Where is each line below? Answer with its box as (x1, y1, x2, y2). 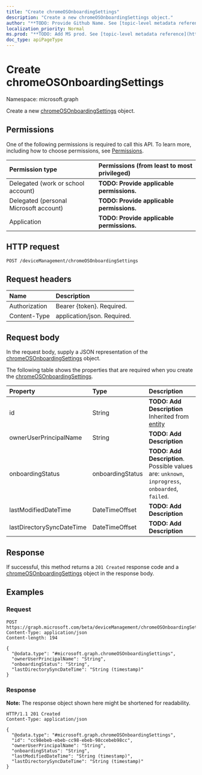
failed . (148, 492, 170, 501)
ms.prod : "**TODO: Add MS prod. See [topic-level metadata (6, 31, 158, 37)
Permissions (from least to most (98, 161, 193, 169)
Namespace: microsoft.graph (6, 95, 79, 102)
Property (9, 387, 35, 395)
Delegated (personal (9, 196, 67, 205)
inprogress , (148, 477, 182, 486)
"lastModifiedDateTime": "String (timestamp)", (11, 753, 133, 759)
